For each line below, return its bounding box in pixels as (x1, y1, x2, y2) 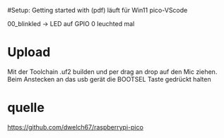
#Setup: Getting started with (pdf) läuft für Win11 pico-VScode (7, 6, 188, 14)
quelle (7, 100, 45, 115)
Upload (7, 44, 51, 61)
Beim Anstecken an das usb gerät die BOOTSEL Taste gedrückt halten (7, 75, 211, 83)
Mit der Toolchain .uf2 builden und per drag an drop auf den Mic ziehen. (7, 67, 218, 76)
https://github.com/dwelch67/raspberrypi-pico (7, 123, 143, 131)
